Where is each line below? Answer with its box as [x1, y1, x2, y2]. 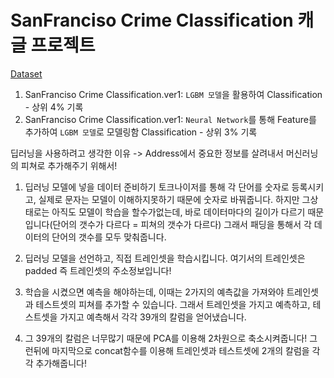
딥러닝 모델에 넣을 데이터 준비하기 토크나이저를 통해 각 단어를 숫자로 [24, 181, 290, 193]
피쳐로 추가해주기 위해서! [20, 159, 118, 171]
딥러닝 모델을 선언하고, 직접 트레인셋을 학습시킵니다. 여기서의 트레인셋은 [24, 252, 306, 264]
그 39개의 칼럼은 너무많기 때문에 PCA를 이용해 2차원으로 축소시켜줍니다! [24, 332, 308, 344]
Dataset [10, 67, 43, 80]
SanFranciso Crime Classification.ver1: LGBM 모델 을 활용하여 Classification [24, 88, 323, 100]
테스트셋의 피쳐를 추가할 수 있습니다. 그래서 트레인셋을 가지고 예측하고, [35, 298, 311, 310]
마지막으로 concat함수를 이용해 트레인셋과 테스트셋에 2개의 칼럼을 [51, 344, 310, 356]
